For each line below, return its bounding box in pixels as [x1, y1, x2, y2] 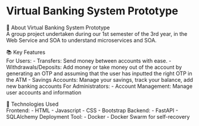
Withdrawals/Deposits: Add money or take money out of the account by [6, 63, 182, 70]
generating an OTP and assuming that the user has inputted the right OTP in [6, 70, 192, 77]
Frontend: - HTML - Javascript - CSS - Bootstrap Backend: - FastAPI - [6, 106, 179, 114]
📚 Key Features [6, 48, 46, 56]
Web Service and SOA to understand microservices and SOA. [6, 36, 157, 44]
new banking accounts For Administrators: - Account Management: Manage [6, 82, 192, 90]
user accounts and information [6, 88, 82, 96]
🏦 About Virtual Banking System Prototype [6, 24, 110, 31]
